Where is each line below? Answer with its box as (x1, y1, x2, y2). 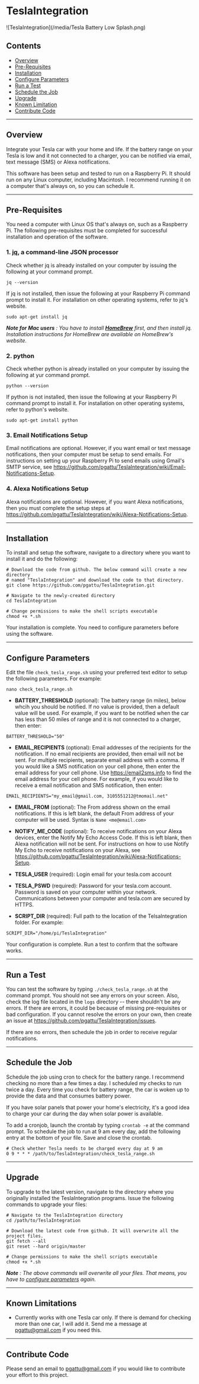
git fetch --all (6, 1238, 46, 1244)
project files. (6, 1233, 44, 1239)
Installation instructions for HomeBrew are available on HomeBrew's (6, 330, 174, 337)
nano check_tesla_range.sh (6, 687, 73, 693)
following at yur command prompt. (6, 371, 91, 378)
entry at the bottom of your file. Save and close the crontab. (6, 1134, 152, 1141)
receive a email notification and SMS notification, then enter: (14, 782, 163, 789)
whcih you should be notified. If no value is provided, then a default (14, 703, 179, 710)
